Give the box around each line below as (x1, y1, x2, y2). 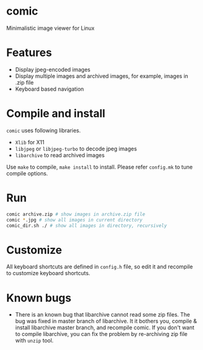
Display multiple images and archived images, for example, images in (15, 72, 188, 80)
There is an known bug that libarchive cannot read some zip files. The (15, 311, 190, 318)
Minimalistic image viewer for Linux (6, 24, 95, 32)
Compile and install (6, 107, 106, 121)
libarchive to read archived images (15, 151, 105, 159)
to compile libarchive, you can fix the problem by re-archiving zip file (15, 331, 188, 338)
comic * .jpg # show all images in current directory (6, 217, 143, 223)
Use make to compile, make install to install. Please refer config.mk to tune (6, 163, 193, 170)
